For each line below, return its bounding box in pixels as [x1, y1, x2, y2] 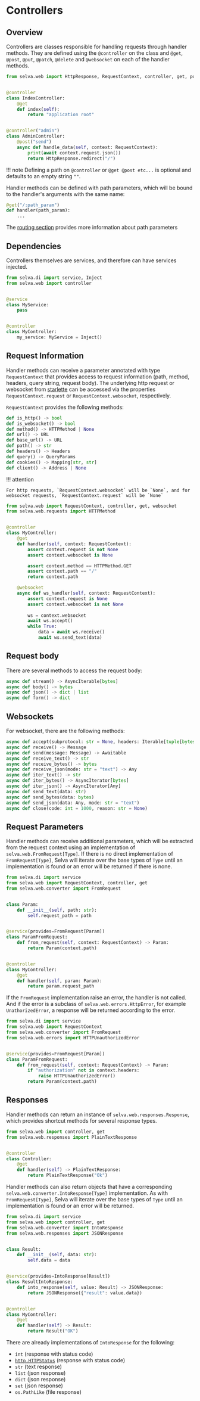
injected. [6, 263, 28, 270]
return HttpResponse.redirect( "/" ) [27, 156, 116, 161]
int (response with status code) [14, 1350, 93, 1357]
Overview [6, 27, 43, 38]
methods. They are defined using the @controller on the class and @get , [6, 49, 183, 57]
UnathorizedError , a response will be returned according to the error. [6, 1007, 176, 1014]
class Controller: [6, 1155, 52, 1162]
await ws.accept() [27, 618, 73, 624]
